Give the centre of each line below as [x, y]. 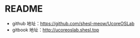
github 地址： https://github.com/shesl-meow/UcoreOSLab [73, 23]
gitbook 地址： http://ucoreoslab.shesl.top [56, 30]
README [24, 9]
